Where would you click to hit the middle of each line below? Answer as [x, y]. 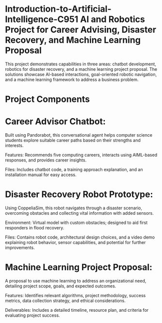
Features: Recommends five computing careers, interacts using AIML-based [81, 155]
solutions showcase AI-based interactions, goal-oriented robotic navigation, [81, 74]
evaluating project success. [32, 315]
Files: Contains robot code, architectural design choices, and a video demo [80, 237]
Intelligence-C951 [42, 19]
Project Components [48, 99]
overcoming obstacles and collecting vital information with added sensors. [79, 213]
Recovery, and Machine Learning [73, 40]
